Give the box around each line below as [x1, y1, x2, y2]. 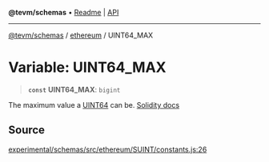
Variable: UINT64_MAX [8, 58, 167, 77]
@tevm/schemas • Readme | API [8, 8, 119, 17]
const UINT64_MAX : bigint [27, 85, 121, 94]
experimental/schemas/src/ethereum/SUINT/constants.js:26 [8, 144, 207, 154]
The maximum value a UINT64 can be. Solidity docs [8, 100, 180, 109]
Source [8, 124, 46, 137]
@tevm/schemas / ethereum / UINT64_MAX [8, 30, 154, 40]
